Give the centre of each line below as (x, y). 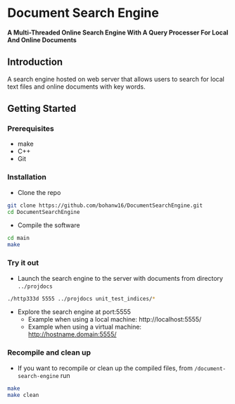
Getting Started (42, 109)
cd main (19, 238)
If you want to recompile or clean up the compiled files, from (105, 368)
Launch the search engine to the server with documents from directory (120, 278)
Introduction (35, 62)
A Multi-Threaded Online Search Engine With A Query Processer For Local (118, 32)
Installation (27, 177)
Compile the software (49, 225)
